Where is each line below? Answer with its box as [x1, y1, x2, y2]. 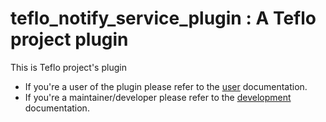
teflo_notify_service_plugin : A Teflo [10, 7, 317, 30]
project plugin [10, 28, 129, 51]
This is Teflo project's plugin [10, 61, 127, 73]
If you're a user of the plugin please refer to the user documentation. [24, 80, 308, 92]
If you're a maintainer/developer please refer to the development [24, 91, 292, 103]
